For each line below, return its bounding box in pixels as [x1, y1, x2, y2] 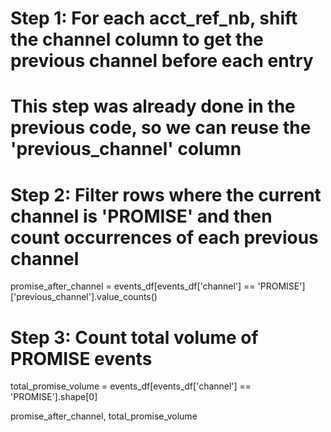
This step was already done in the [10, 95, 296, 118]
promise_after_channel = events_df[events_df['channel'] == [10, 280, 256, 292]
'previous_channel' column [10, 138, 242, 161]
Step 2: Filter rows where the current [10, 183, 322, 206]
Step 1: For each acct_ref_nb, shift [10, 7, 298, 30]
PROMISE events [10, 347, 153, 370]
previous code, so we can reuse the [10, 117, 312, 139]
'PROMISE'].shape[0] [10, 391, 98, 403]
